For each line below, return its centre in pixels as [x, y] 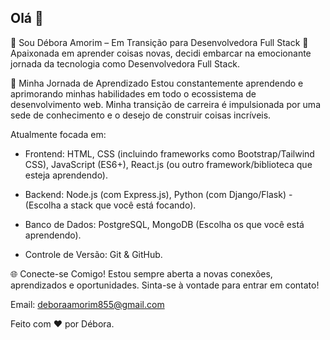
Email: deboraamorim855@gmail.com [87, 304]
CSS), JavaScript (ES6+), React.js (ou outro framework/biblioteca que [168, 164]
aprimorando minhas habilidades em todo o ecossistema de [133, 93]
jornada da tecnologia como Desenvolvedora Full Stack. [125, 63]
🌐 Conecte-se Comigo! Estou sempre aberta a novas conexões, [141, 273]
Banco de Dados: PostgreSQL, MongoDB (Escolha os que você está [164, 224]
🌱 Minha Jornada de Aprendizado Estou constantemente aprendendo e [157, 83]
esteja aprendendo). [66, 175]
